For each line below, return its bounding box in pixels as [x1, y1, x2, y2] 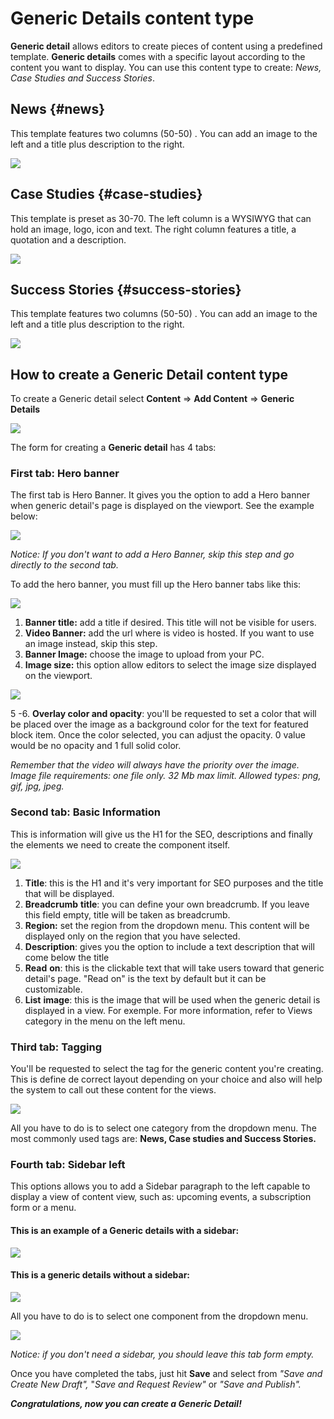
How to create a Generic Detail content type [10, 366, 288, 383]
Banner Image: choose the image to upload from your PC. [24, 648, 265, 661]
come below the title [24, 951, 110, 963]
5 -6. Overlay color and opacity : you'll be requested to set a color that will [10, 708, 317, 720]
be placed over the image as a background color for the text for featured [10, 718, 309, 731]
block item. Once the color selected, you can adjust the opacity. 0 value [10, 729, 306, 741]
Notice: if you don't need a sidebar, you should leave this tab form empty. [10, 1348, 315, 1360]
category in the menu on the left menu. [24, 1015, 186, 1027]
